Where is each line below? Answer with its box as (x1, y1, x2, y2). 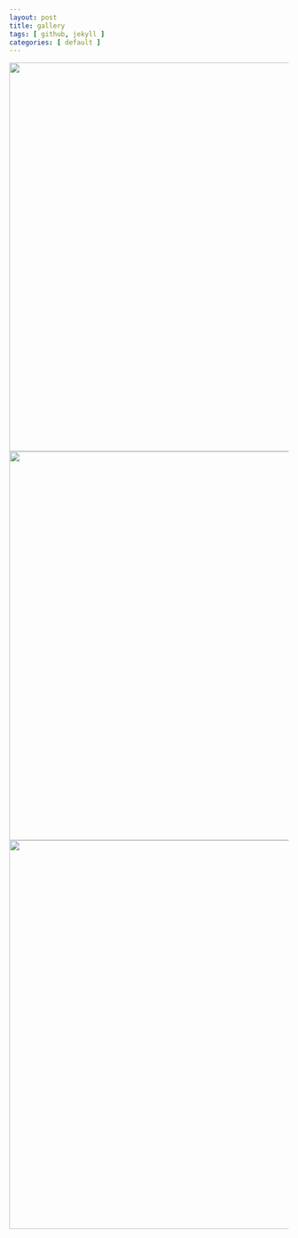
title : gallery (9, 21, 66, 30)
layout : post (9, 12, 58, 22)
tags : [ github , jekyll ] (9, 29, 105, 38)
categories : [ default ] (9, 37, 101, 47)
